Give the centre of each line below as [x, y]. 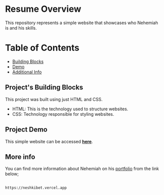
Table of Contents [42, 48]
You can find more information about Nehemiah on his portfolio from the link [82, 169]
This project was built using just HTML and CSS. [54, 99]
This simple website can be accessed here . [49, 141]
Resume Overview [43, 9]
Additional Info [27, 72]
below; [12, 174]
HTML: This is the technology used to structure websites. [70, 109]
